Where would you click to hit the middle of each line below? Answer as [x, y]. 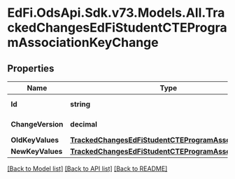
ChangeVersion [37, 124]
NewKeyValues [37, 151]
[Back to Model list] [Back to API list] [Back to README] [87, 169]
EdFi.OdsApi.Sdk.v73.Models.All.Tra [116, 13]
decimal [84, 124]
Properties [31, 68]
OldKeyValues [35, 140]
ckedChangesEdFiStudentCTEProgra [117, 28]
